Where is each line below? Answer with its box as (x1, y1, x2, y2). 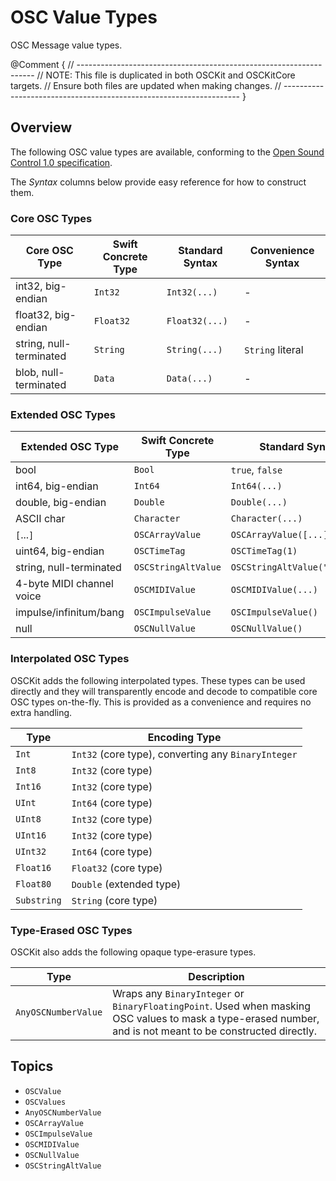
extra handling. (10, 706, 73, 718)
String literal (244, 343, 304, 357)
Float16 (15, 862, 52, 873)
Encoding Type (147, 730, 222, 744)
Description (188, 969, 245, 983)
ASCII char (15, 512, 66, 526)
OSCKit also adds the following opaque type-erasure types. (10, 946, 257, 958)
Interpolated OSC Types (10, 652, 130, 666)
